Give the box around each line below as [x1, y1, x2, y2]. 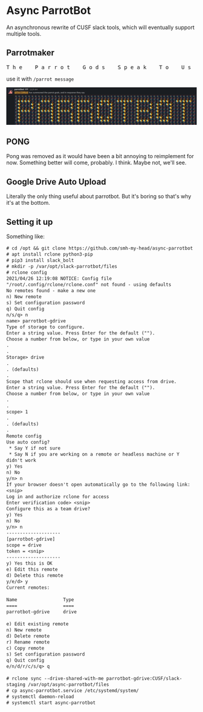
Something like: [6, 233, 45, 240]
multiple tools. [6, 30, 42, 37]
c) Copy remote [6, 645, 45, 651]
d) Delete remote [6, 633, 50, 639]
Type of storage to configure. [6, 324, 85, 330]
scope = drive [6, 542, 42, 548]
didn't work [6, 457, 36, 464]
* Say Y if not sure [8, 445, 61, 451]
